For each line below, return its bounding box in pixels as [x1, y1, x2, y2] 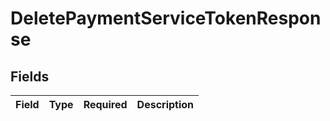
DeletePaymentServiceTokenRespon [10, 7, 322, 30]
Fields [10, 68, 50, 85]
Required [83, 98, 128, 111]
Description [136, 98, 195, 111]
